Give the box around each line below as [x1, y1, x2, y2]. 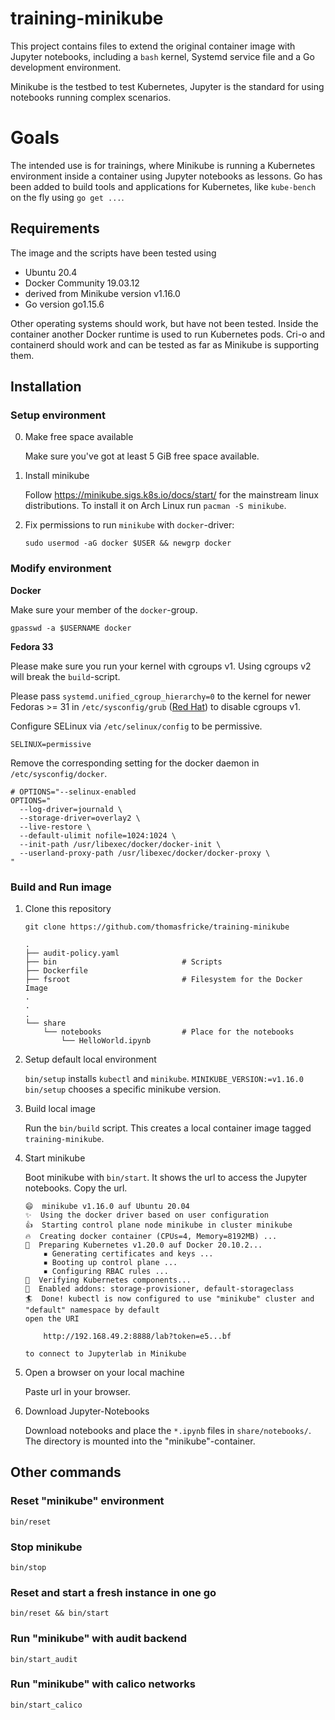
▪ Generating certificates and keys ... [43, 1248, 214, 1259]
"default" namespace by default [24, 1305, 160, 1315]
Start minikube [24, 1152, 86, 1164]
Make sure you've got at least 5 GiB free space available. [24, 450, 260, 462]
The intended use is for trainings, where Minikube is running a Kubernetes [10, 159, 316, 171]
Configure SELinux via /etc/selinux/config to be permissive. [10, 720, 263, 732]
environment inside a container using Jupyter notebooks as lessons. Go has [10, 170, 323, 182]
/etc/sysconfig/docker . [10, 767, 108, 779]
